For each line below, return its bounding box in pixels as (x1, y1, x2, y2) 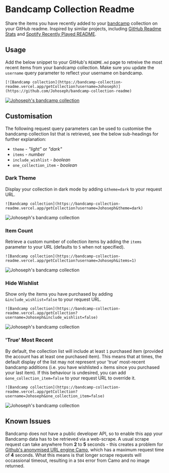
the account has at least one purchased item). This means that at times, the (5, 353, 162, 359)
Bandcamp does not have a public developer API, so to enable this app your (5, 431, 163, 437)
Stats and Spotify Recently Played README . (5, 31, 97, 37)
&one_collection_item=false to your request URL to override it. (5, 375, 136, 381)
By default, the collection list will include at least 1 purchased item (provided (5, 348, 163, 354)
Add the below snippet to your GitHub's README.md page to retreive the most (5, 59, 162, 65)
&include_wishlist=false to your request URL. (5, 297, 102, 303)
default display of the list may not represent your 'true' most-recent (5, 359, 145, 365)
